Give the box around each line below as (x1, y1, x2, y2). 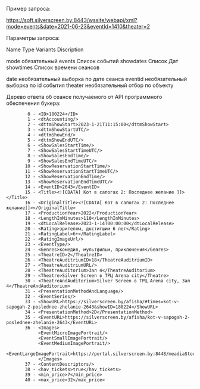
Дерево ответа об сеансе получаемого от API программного (6, 94, 162, 100)
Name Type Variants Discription (6, 46, 84, 53)
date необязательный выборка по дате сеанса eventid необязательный (6, 76, 187, 82)
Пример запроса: (6, 5, 51, 12)
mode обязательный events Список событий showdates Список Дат (6, 58, 179, 64)
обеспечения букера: (6, 99, 61, 107)
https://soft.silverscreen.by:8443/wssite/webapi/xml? (6, 17, 138, 23)
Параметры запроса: (6, 35, 60, 41)
